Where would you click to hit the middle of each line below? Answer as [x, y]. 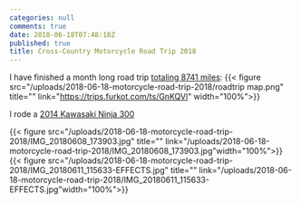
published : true [40, 43]
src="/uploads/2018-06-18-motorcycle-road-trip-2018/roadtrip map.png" [146, 87]
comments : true [38, 26]
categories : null [42, 18]
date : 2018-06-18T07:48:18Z [63, 34]
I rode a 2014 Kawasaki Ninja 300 [72, 114]
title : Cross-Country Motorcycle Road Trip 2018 [103, 52]
